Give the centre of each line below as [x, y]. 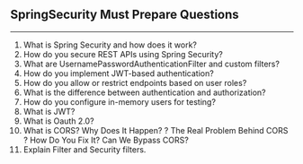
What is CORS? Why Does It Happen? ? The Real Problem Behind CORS [156, 130]
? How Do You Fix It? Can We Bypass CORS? [106, 140]
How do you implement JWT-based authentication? [118, 73]
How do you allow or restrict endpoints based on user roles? [135, 82]
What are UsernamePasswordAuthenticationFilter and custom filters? [151, 64]
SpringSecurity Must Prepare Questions [125, 15]
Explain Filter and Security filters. [85, 149]
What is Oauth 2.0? [58, 121]
